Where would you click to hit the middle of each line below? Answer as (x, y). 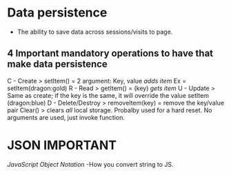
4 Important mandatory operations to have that (110, 53)
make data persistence (58, 64)
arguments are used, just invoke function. (66, 117)
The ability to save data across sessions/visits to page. (95, 32)
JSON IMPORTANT (62, 145)
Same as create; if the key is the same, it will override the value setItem (108, 95)
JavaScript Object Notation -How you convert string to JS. (90, 164)
